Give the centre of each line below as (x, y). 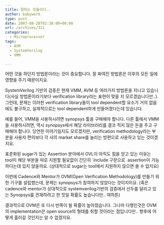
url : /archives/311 (25, 28)
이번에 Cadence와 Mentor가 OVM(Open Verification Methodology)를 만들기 (80, 177)
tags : (11, 42)
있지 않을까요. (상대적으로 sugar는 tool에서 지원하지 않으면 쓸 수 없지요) (90, 166)
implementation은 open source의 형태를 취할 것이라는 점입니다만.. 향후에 (81, 211)
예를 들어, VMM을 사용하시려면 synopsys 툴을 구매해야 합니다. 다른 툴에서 (76, 119)
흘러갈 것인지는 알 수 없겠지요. (43, 218)
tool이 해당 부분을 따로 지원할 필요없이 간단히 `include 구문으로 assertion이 (78, 160)
